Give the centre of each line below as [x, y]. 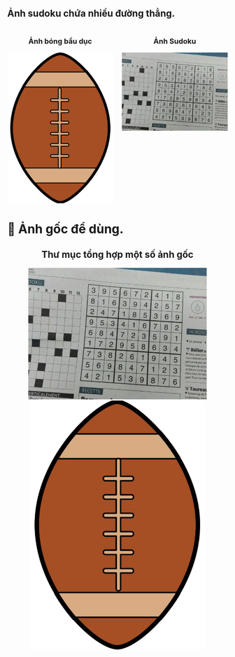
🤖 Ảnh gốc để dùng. [65, 229]
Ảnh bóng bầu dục [60, 41]
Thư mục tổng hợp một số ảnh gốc [117, 255]
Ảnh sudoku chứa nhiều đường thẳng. [91, 14]
